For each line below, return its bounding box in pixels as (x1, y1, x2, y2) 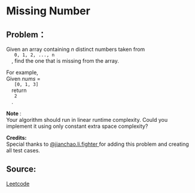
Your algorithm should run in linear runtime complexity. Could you (6, 117, 168, 123)
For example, (6, 69, 39, 76)
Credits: (6, 134, 27, 141)
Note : (6, 110, 22, 117)
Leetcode (6, 180, 30, 187)
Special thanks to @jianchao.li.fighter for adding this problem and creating (6, 140, 190, 148)
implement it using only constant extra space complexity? (6, 122, 148, 130)
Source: (6, 164, 36, 174)
